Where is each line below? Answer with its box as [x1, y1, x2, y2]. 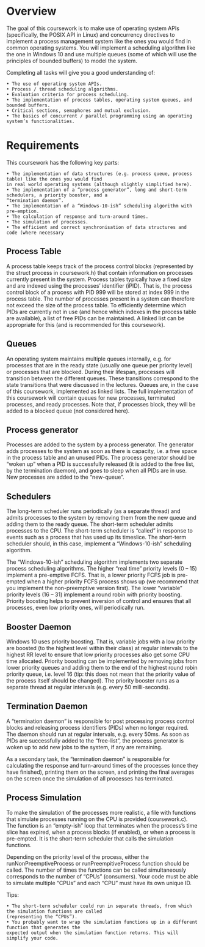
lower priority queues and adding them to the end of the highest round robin [6, 664, 198, 671]
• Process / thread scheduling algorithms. [6, 86, 119, 92]
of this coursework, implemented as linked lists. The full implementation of [6, 387, 193, 395]
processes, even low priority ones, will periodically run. [6, 604, 145, 612]
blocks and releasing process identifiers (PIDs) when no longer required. [6, 724, 189, 731]
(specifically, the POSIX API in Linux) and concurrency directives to [6, 31, 175, 38]
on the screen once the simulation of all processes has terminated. [6, 774, 174, 782]
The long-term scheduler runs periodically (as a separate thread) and [6, 507, 181, 515]
